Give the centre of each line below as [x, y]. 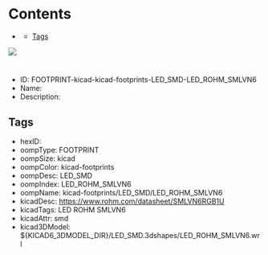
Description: [40, 97]
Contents [40, 14]
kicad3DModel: [45, 227]
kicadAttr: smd [44, 218]
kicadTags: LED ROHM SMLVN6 [73, 209]
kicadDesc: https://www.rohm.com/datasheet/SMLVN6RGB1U [122, 201]
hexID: [30, 141]
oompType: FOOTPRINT [59, 150]
